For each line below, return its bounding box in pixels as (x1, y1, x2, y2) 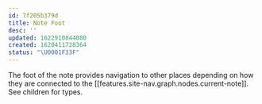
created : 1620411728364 (8, 41, 87, 49)
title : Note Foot (8, 19, 66, 27)
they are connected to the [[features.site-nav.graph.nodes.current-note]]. (8, 79, 249, 88)
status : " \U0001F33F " (8, 48, 80, 56)
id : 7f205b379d (8, 11, 59, 20)
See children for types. (8, 87, 83, 96)
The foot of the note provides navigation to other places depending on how (8, 71, 254, 79)
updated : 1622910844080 (8, 33, 87, 42)
